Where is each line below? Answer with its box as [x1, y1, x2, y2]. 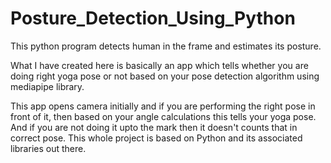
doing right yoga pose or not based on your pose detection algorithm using [10, 70, 320, 82]
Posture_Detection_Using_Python [10, 7, 296, 30]
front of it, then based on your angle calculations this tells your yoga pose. [10, 110, 317, 122]
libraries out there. [10, 142, 87, 154]
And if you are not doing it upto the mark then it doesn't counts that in [10, 121, 298, 133]
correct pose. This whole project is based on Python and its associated [10, 132, 303, 144]
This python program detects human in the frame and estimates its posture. [10, 40, 322, 52]
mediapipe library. [10, 80, 85, 92]
